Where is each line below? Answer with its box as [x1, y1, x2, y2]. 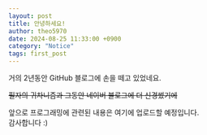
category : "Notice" [8, 42, 75, 50]
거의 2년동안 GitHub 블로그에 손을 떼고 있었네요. [8, 73, 162, 82]
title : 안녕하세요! [8, 20, 66, 28]
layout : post [8, 11, 53, 20]
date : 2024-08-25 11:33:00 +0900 [8, 34, 122, 43]
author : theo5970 [8, 27, 67, 35]
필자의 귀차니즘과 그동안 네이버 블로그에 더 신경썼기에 [8, 90, 178, 100]
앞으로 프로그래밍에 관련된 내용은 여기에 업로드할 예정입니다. [8, 107, 200, 117]
